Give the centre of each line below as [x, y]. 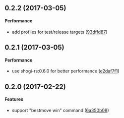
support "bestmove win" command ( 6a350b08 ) [61, 110]
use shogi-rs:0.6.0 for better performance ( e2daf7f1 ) [65, 71]
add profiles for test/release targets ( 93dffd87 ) [60, 32]
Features [14, 99]
